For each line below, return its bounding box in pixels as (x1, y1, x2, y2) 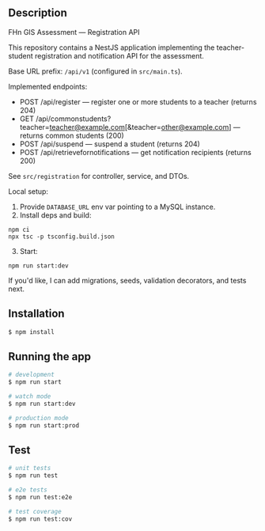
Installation (8, 307, 65, 320)
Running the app (8, 350, 91, 363)
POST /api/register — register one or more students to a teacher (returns (19, 97, 257, 106)
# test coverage (8, 507, 62, 515)
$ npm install (8, 328, 55, 336)
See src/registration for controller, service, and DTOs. (8, 171, 190, 180)
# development (8, 371, 55, 379)
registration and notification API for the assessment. (34, 51, 204, 60)
